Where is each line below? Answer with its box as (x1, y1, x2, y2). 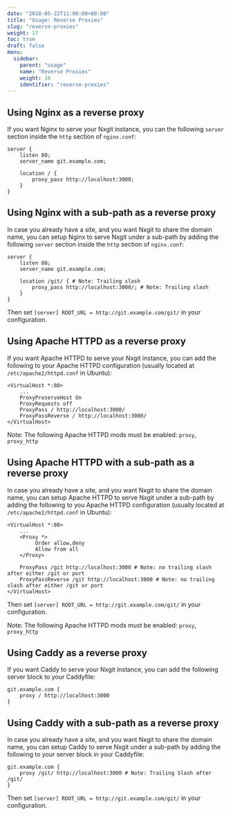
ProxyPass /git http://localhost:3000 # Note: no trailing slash (19, 564, 212, 571)
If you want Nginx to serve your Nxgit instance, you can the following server (7, 125, 224, 134)
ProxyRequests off (19, 400, 73, 407)
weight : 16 (19, 74, 51, 82)
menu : (7, 49, 23, 56)
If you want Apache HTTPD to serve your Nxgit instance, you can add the (7, 354, 216, 362)
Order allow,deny (35, 540, 85, 547)
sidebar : (13, 55, 39, 62)
